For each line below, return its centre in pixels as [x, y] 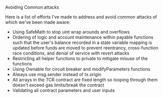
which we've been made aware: [38, 22]
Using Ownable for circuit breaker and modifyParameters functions [81, 69]
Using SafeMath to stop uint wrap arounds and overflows [71, 32]
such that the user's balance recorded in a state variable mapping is [82, 42]
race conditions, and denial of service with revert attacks [71, 53]
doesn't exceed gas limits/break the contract [58, 85]
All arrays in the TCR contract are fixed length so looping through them [85, 80]
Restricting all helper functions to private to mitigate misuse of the [80, 58]
